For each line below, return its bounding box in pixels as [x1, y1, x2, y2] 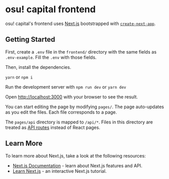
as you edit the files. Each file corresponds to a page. [5, 109, 117, 115]
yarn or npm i [5, 74, 33, 80]
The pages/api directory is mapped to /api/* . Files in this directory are [5, 119, 153, 125]
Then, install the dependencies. [5, 64, 71, 70]
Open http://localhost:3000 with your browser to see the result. [5, 93, 138, 100]
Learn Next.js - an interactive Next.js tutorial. [12, 168, 107, 174]
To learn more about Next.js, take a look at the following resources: [5, 152, 146, 159]
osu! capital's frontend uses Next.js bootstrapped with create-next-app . [5, 20, 156, 27]
